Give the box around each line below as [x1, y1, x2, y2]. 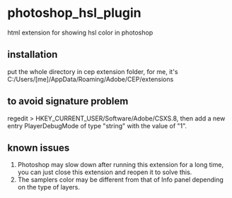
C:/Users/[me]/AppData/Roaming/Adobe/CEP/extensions [7, 75, 174, 83]
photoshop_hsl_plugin [7, 5, 141, 21]
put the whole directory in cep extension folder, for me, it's [7, 67, 178, 75]
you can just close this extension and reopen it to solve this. [17, 168, 192, 177]
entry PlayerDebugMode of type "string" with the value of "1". [7, 121, 187, 130]
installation [7, 49, 58, 61]
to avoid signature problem [7, 95, 129, 107]
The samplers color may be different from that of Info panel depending [17, 175, 224, 184]
